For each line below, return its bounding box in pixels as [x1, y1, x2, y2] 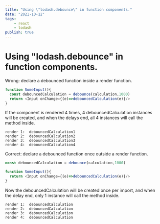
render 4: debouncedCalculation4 [5, 143, 76, 148]
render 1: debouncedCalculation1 [5, 129, 76, 135]
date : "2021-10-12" [5, 12, 45, 17]
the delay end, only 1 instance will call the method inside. [5, 192, 120, 199]
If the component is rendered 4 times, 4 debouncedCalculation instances [5, 110, 153, 116]
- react [14, 21, 29, 26]
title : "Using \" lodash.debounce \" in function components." [5, 7, 133, 12]
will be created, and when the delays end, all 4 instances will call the [5, 115, 143, 121]
